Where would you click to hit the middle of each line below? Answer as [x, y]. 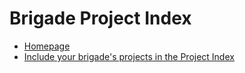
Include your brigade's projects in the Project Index [129, 56]
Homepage [47, 46]
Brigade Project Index [100, 18]
